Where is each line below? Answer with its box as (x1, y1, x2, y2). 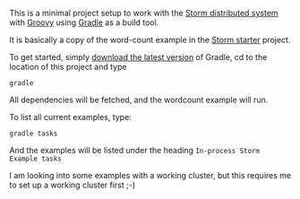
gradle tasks (9, 129, 58, 138)
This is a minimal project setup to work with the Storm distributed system (9, 8, 279, 18)
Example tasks (9, 154, 63, 163)
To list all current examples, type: (9, 112, 132, 122)
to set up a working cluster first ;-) (9, 179, 136, 190)
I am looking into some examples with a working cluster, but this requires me (9, 170, 292, 180)
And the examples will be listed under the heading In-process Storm (9, 145, 261, 155)
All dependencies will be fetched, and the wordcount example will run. (9, 94, 269, 105)
